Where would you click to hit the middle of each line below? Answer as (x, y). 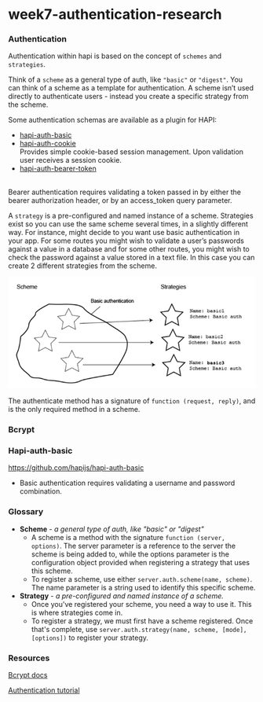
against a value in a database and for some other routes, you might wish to (129, 249)
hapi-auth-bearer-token (58, 169)
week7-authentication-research (115, 15)
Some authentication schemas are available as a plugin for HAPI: (113, 120)
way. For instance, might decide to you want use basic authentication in (124, 233)
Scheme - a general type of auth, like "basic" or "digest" (111, 529)
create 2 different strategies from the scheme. (82, 266)
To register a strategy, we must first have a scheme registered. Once (142, 621)
